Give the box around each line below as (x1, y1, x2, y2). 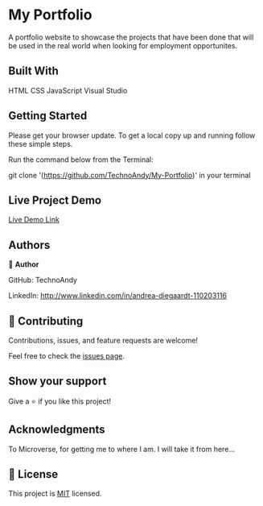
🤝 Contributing (8, 314, 84, 328)
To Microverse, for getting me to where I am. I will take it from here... (8, 444, 236, 454)
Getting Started (8, 109, 88, 122)
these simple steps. (8, 139, 73, 148)
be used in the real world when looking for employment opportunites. (8, 40, 238, 50)
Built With (8, 64, 59, 78)
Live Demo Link (8, 215, 60, 225)
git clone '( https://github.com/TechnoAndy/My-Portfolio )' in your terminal (8, 170, 251, 180)
